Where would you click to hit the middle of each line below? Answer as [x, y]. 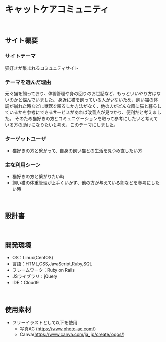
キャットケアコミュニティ [57, 10]
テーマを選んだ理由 [28, 82]
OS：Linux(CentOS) [33, 258]
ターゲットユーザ [26, 139]
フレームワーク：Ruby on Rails [44, 270]
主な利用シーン [23, 165]
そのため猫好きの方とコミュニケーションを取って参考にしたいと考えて [86, 118]
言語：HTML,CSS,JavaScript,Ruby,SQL [52, 264]
